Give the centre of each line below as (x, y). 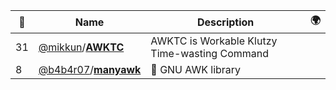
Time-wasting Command (209, 53)
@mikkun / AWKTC (81, 47)
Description (225, 22)
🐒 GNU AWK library (196, 69)
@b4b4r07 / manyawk (90, 69)
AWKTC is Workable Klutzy (214, 41)
